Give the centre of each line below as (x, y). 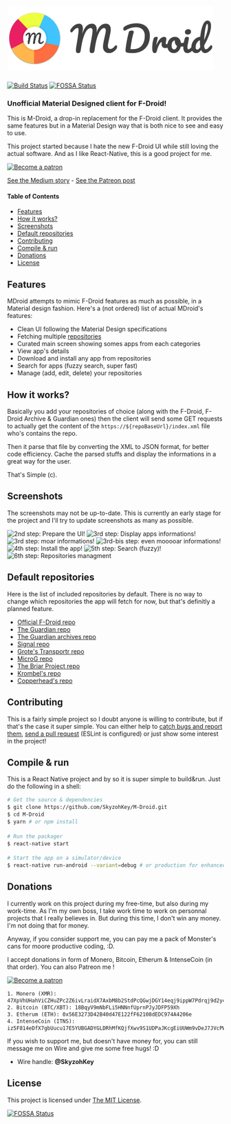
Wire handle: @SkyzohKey (55, 1061)
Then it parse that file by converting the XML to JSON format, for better (108, 447)
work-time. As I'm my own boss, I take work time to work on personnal (107, 911)
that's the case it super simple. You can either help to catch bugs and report (115, 726)
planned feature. (31, 608)
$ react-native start (38, 843)
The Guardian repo (44, 629)
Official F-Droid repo (46, 622)
